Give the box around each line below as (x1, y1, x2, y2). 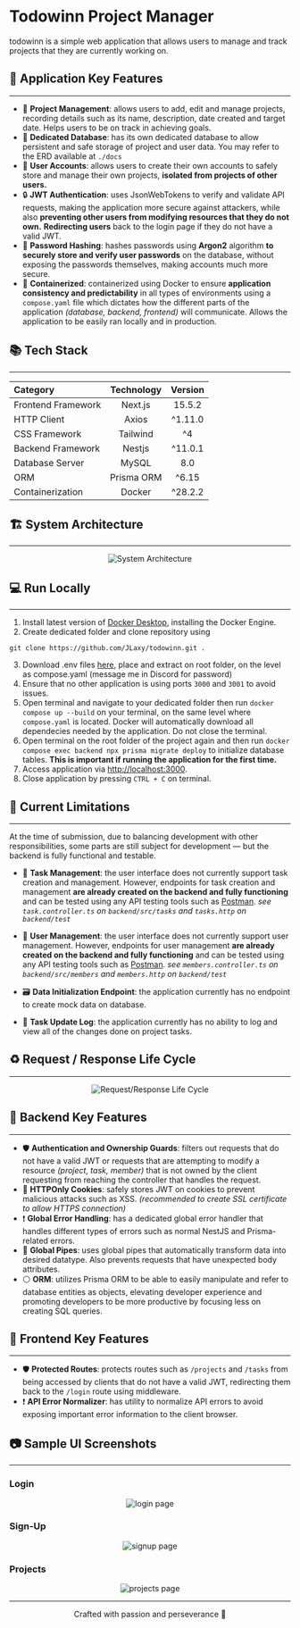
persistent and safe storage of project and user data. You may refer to (21, 141, 279, 152)
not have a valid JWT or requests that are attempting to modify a (21, 1155, 261, 1166)
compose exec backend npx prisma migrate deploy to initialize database (21, 745, 285, 756)
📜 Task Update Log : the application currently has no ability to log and (21, 1016, 279, 1027)
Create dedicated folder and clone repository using (21, 627, 211, 638)
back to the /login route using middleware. (21, 1386, 181, 1397)
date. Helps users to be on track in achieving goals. (21, 122, 212, 133)
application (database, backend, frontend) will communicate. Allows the (21, 306, 288, 317)
